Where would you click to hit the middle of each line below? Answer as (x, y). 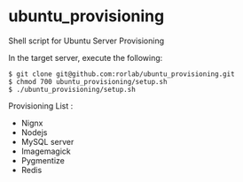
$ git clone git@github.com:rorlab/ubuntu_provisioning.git (122, 74)
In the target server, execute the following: (86, 57)
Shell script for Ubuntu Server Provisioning (86, 41)
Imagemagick (46, 151)
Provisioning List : (41, 106)
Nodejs (34, 132)
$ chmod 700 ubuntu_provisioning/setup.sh (88, 81)
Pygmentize (43, 160)
